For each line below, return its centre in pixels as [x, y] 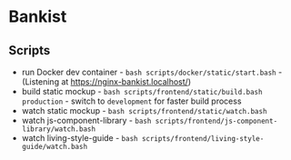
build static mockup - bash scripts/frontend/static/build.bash [142, 91]
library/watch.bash [59, 129]
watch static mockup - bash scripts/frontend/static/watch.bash [144, 110]
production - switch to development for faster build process [131, 101]
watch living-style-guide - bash [80, 138]
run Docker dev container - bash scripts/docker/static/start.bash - [152, 72]
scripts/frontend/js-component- [216, 121]
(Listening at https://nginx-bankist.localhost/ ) [106, 82]
